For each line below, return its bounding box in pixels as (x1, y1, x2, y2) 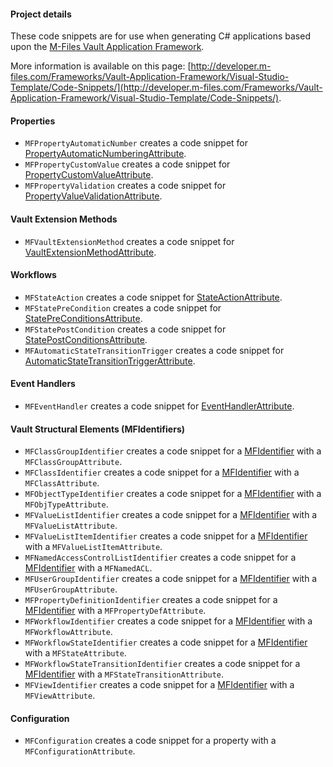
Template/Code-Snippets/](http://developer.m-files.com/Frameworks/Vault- (10, 81, 323, 94)
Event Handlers (10, 378, 76, 390)
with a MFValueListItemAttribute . (24, 541, 163, 553)
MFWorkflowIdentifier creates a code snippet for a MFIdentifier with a (24, 615, 313, 627)
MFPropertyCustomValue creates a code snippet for (24, 158, 231, 170)
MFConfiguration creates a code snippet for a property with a (24, 735, 277, 747)
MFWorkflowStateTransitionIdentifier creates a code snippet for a (24, 658, 301, 670)
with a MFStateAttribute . (24, 647, 127, 659)
